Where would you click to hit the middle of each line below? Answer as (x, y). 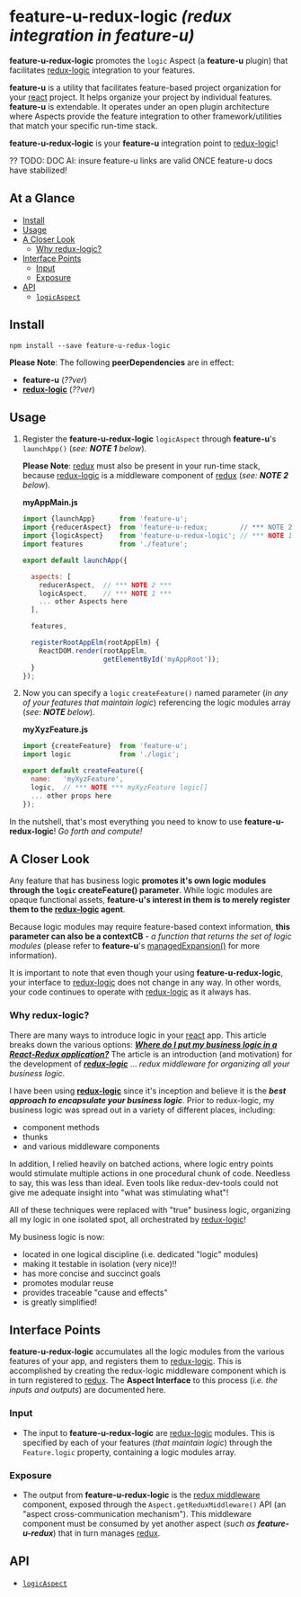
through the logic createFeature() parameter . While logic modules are (141, 890)
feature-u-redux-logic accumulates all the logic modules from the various (147, 1352)
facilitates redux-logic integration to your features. (102, 70)
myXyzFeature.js (55, 729)
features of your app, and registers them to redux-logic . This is (126, 1361)
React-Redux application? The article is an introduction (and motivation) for (151, 1054)
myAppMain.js (50, 503)
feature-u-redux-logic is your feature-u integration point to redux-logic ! (144, 143)
